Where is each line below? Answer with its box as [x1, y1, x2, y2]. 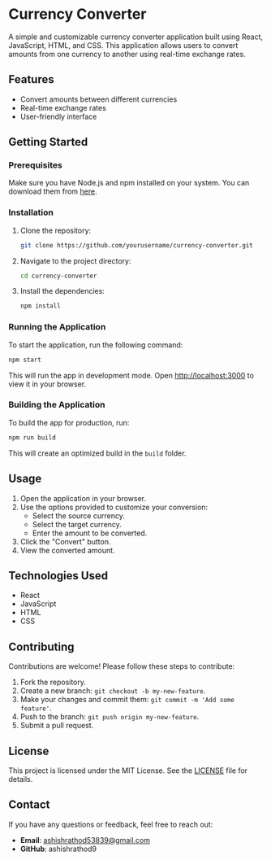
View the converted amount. [19, 545, 115, 555]
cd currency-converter [19, 272, 97, 280]
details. [8, 774, 33, 784]
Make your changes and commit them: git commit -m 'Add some [19, 695, 235, 705]
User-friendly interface [19, 111, 97, 121]
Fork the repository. [19, 677, 87, 688]
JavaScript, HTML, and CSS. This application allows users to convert [8, 40, 239, 50]
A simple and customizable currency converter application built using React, [8, 32, 264, 41]
